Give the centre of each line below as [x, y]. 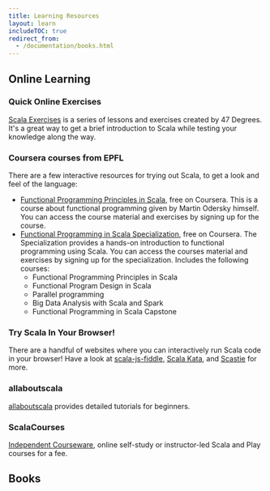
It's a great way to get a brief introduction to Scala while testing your [123, 128]
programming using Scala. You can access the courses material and [134, 251]
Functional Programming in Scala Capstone [104, 312]
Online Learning [49, 79]
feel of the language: [43, 184]
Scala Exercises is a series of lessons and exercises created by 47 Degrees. [135, 119]
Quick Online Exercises [55, 102]
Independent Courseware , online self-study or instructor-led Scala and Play [135, 445]
